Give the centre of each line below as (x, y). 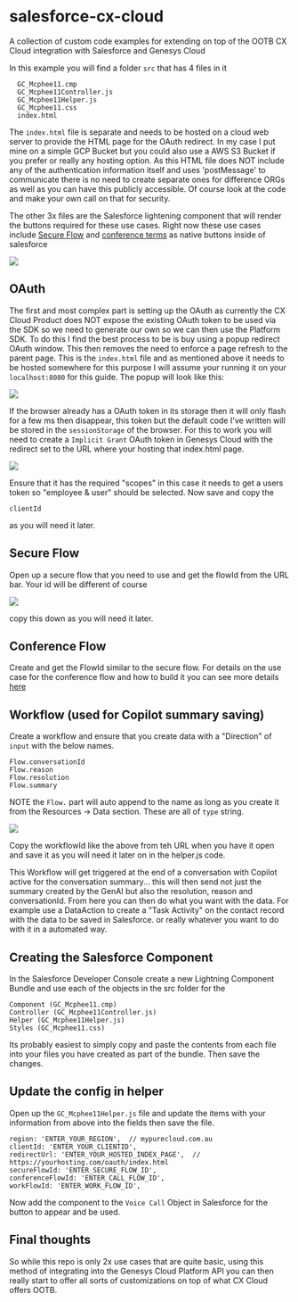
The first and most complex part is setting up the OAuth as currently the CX (148, 311)
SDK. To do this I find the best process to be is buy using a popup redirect (145, 339)
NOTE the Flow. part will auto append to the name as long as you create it (145, 802)
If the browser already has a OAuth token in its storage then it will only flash (148, 411)
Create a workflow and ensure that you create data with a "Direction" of (141, 736)
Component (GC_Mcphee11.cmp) (63, 1005)
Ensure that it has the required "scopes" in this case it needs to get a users (146, 483)
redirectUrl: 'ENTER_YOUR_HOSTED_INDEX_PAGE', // (105, 1154)
